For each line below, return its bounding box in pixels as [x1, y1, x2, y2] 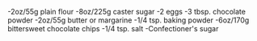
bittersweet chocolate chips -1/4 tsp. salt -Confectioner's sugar [7, 24, 219, 33]
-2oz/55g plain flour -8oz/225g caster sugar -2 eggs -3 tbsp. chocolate [7, 7, 246, 16]
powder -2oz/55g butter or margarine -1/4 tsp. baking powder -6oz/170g [7, 15, 250, 25]
